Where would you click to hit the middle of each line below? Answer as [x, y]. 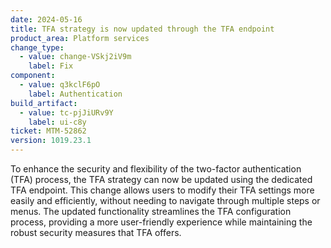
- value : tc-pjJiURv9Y [66, 112]
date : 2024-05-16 [46, 19]
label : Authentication [75, 94]
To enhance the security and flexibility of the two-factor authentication [156, 169]
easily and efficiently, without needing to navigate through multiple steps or [165, 200]
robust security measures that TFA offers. [96, 232]
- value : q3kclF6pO [60, 85]
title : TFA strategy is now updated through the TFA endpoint [142, 29]
